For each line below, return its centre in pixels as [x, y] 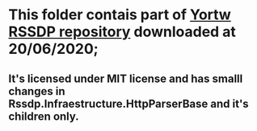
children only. [44, 116]
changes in [37, 91]
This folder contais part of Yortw [120, 15]
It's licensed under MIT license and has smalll [126, 78]
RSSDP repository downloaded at [122, 32]
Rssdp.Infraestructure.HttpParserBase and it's [128, 103]
